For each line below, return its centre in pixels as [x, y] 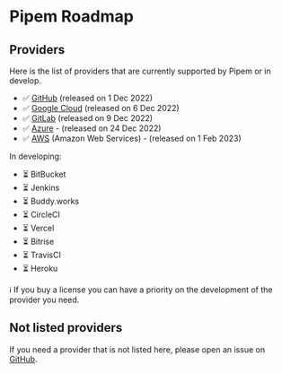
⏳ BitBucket [44, 174]
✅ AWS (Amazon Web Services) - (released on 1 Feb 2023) [132, 138]
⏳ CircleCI [41, 214]
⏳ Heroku [40, 268]
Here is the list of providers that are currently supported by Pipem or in [140, 71]
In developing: [35, 156]
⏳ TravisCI [41, 255]
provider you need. [44, 299]
